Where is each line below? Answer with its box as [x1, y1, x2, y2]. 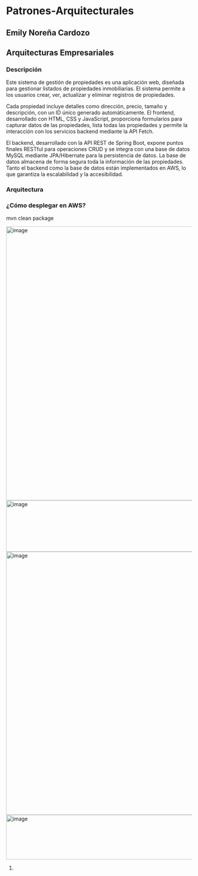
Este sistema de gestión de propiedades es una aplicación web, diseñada [6, 79, 184, 86]
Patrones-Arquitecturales [6, 4, 134, 18]
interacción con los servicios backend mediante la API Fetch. [6, 128, 154, 135]
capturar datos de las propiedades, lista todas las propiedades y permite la [6, 122, 188, 129]
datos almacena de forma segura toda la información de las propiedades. [6, 158, 184, 165]
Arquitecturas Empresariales [6, 47, 114, 57]
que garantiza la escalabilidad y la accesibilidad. [6, 171, 124, 178]
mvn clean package [6, 214, 54, 222]
